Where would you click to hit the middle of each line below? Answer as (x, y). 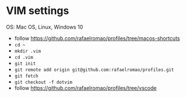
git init (25, 63)
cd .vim (24, 57)
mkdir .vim (28, 51)
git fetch (27, 76)
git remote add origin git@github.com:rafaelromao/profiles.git (94, 70)
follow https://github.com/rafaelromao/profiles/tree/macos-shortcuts (97, 38)
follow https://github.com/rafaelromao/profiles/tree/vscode (85, 88)
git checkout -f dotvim (43, 82)
